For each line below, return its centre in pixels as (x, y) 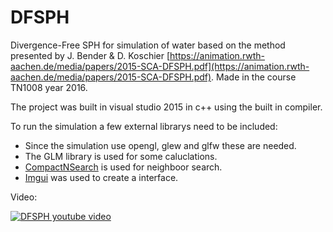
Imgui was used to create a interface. (101, 177)
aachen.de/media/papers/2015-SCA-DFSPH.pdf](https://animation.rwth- (160, 66)
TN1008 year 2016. (49, 87)
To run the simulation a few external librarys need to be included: (144, 126)
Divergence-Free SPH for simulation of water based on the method (148, 45)
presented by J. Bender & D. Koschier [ (90, 55)
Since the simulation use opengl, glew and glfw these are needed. (160, 145)
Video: (24, 197)
